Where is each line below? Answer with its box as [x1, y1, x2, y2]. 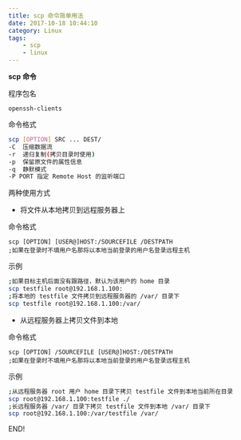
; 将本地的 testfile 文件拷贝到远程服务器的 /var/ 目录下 [8, 292, 180, 300]
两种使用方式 [8, 188, 50, 198]
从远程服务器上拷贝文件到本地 [19, 315, 118, 324]
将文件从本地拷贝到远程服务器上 [19, 205, 125, 215]
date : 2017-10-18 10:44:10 [8, 19, 98, 27]
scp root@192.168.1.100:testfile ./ [8, 394, 130, 403]
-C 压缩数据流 [8, 143, 53, 151]
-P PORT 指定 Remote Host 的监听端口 [8, 172, 125, 180]
